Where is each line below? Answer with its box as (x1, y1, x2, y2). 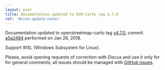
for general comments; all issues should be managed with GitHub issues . (5, 60, 154, 66)
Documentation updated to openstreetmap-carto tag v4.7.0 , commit (5, 30, 143, 36)
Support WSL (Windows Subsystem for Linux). (5, 45, 100, 51)
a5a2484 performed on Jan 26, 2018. (5, 35, 82, 41)
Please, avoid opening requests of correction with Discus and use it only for (5, 54, 160, 60)
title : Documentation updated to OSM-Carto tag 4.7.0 (5, 12, 119, 17)
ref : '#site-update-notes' (5, 16, 61, 21)
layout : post (5, 7, 32, 12)
